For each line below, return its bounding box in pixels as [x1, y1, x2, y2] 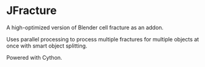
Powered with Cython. [6, 54, 62, 61]
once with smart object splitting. [6, 42, 88, 49]
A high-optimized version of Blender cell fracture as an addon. [6, 24, 164, 31]
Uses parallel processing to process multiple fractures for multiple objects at [6, 35, 199, 43]
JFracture [6, 4, 57, 18]
